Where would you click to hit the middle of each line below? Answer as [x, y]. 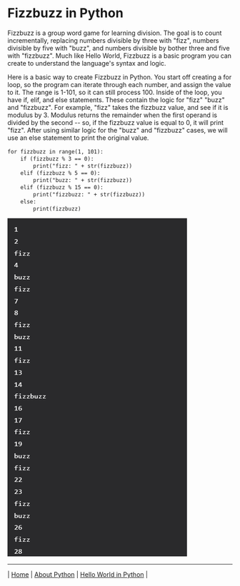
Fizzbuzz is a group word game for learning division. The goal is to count [115, 33]
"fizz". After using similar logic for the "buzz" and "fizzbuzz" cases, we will [117, 130]
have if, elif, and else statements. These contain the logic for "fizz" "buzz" [116, 100]
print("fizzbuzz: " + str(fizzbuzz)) [89, 194]
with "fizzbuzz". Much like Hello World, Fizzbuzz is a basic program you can [120, 56]
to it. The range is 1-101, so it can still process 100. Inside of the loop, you [115, 92]
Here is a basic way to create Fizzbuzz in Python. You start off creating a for [120, 77]
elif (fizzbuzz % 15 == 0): [62, 187]
